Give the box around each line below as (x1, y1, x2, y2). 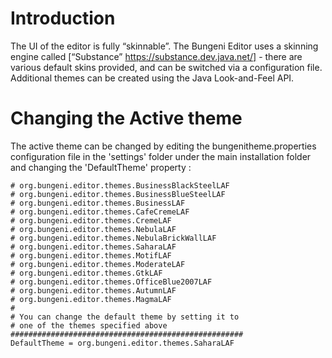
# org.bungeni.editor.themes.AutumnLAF (10, 285, 177, 296)
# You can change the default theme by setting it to (10, 312, 240, 322)
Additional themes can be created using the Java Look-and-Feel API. (10, 72, 295, 84)
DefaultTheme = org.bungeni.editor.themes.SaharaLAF (10, 338, 235, 348)
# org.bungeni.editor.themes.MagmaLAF (10, 294, 172, 304)
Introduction (10, 7, 116, 30)
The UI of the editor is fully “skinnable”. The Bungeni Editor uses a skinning (10, 40, 319, 52)
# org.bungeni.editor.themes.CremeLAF (10, 215, 172, 226)
